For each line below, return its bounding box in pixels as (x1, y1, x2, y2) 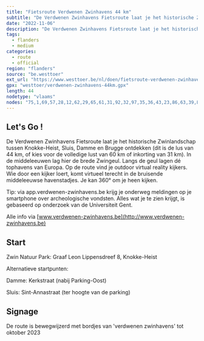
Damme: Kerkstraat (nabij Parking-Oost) (6, 277, 107, 284)
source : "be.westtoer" (6, 71, 64, 77)
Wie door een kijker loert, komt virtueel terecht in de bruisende (6, 170, 163, 177)
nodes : (6, 99, 23, 105)
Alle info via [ (6, 213, 39, 221)
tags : (6, 32, 20, 38)
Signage (6, 306, 38, 317)
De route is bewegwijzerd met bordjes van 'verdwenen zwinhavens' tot (6, 323, 184, 330)
